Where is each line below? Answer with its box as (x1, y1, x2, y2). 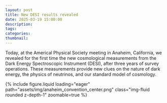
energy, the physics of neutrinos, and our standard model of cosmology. (5, 71, 156, 77)
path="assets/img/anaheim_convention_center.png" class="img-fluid (5, 86, 150, 92)
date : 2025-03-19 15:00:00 (5, 17, 62, 22)
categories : (5, 31, 30, 36)
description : (5, 21, 33, 27)
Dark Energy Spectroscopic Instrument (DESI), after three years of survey (5, 60, 159, 66)
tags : (5, 26, 17, 31)
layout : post (5, 7, 33, 13)
